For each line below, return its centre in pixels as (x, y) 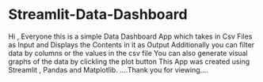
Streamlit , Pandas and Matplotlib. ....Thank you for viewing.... (108, 69)
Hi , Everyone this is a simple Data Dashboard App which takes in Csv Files (130, 36)
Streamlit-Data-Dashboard (98, 15)
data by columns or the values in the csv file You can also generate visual (128, 53)
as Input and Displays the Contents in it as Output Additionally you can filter (131, 44)
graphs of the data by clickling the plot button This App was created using (129, 61)
